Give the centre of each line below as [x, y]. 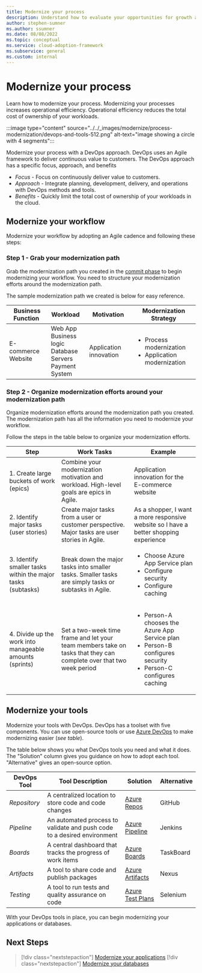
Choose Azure [164, 555]
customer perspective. [93, 525]
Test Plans [139, 898]
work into [23, 642]
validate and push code [80, 828]
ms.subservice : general [36, 51]
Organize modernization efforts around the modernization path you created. [100, 412]
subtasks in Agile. [86, 589]
